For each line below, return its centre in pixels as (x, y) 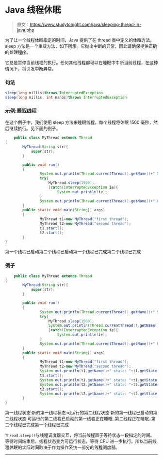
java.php (25, 30)
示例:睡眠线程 (21, 111)
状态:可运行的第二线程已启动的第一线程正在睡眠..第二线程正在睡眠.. (85, 419)
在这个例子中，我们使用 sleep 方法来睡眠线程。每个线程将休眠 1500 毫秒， (79, 122)
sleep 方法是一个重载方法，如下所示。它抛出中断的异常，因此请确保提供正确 (81, 46)
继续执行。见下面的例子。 (35, 129)
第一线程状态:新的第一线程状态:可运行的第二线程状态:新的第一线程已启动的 (79, 413)
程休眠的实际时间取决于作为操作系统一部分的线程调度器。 (62, 447)
